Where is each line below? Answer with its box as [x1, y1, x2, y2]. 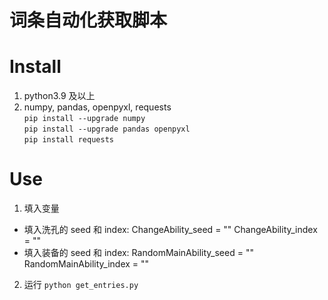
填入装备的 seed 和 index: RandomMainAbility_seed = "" [23, 247, 254, 259]
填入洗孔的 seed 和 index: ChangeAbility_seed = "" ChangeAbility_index [23, 224, 318, 236]
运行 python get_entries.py [23, 279, 139, 291]
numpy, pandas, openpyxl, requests [23, 101, 172, 113]
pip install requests [23, 135, 114, 145]
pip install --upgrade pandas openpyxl [23, 124, 191, 135]
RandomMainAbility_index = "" [23, 258, 150, 270]
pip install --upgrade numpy [23, 114, 146, 124]
